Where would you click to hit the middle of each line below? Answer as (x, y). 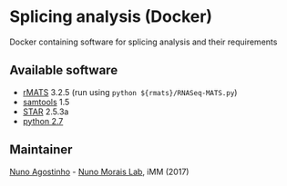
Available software (64, 70)
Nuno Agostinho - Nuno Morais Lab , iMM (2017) (99, 171)
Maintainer (41, 150)
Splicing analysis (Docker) (111, 17)
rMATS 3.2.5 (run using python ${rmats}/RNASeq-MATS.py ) (130, 92)
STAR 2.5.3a (46, 112)
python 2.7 (43, 121)
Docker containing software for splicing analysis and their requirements (143, 42)
